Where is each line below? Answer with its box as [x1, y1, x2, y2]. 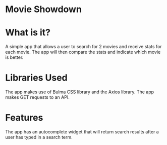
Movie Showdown [5, 4, 82, 15]
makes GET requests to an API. [5, 94, 70, 100]
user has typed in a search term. [5, 134, 73, 140]
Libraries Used [5, 72, 68, 84]
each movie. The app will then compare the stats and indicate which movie [5, 49, 161, 55]
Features [5, 112, 43, 124]
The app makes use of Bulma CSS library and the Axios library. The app [5, 89, 154, 95]
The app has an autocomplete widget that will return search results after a [5, 129, 159, 135]
